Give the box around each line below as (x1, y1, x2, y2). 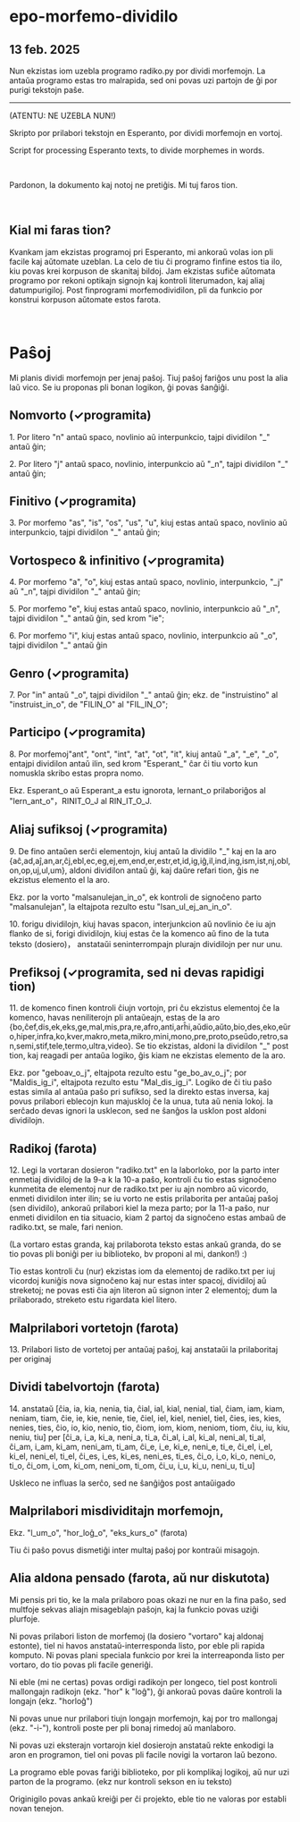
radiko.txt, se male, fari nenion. (9, 1222, 123, 1233)
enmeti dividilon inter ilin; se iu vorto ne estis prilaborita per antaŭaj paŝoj (9, 1193, 279, 1204)
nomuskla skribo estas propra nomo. (9, 767, 145, 778)
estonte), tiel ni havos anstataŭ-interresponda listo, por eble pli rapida (9, 1640, 265, 1651)
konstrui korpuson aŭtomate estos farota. (9, 293, 162, 305)
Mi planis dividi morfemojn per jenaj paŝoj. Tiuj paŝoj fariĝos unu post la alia (9, 372, 288, 383)
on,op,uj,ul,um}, (9, 865, 68, 876)
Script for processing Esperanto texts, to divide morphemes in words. (9, 145, 265, 156)
